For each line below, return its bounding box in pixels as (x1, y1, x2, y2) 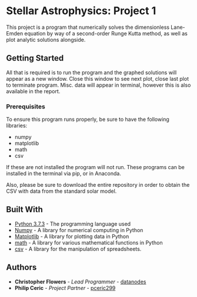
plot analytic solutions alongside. (6, 36, 86, 43)
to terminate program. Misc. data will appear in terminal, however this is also (6, 81, 191, 88)
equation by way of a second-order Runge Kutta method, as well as (24, 29, 188, 37)
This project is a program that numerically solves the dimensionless (6, 24, 169, 31)
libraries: (6, 122, 28, 129)
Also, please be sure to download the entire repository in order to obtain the (6, 181, 190, 189)
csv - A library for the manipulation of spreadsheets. (14, 245, 142, 252)
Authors (6, 262, 37, 272)
